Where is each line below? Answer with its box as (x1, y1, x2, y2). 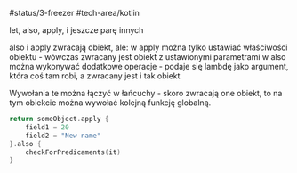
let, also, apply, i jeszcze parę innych (9, 25, 144, 35)
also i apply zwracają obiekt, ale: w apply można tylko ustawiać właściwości (9, 42, 288, 53)
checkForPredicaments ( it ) (25, 147, 122, 157)
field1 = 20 (25, 122, 69, 132)
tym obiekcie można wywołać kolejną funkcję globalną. (9, 97, 212, 108)
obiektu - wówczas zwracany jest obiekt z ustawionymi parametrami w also (9, 52, 286, 62)
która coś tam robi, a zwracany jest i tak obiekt (9, 70, 181, 81)
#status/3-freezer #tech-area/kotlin (9, 8, 140, 18)
